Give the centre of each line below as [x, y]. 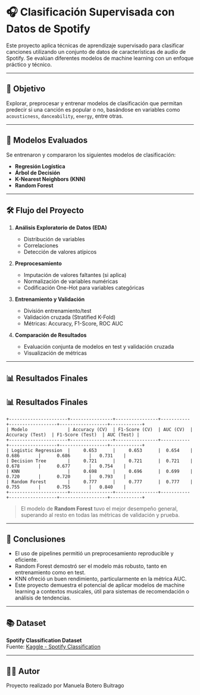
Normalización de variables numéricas [71, 281]
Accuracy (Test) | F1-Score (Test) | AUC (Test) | [73, 435]
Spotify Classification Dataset [44, 641]
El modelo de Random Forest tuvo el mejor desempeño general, [99, 508]
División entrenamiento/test [57, 311]
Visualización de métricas [55, 353]
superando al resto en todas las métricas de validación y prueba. [100, 515]
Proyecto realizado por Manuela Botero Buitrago [65, 685]
